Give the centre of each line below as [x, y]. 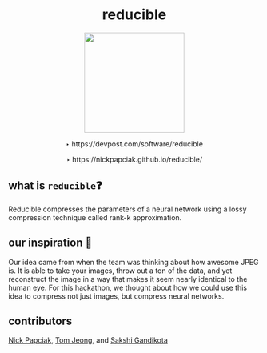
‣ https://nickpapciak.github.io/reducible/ [134, 159]
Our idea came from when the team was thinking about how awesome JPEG [133, 262]
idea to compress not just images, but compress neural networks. [116, 296]
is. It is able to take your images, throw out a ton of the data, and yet [120, 271]
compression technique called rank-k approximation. [95, 217]
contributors [40, 321]
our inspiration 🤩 [50, 243]
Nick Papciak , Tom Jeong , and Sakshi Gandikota [88, 340]
